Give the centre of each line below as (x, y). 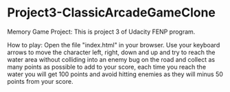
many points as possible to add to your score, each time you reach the (107, 67)
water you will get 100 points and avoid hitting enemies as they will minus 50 (115, 74)
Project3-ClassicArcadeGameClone (112, 13)
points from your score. (40, 81)
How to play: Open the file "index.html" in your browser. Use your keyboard (114, 45)
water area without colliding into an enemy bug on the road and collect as (111, 59)
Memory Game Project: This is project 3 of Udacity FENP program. (101, 32)
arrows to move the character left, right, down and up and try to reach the (111, 52)
